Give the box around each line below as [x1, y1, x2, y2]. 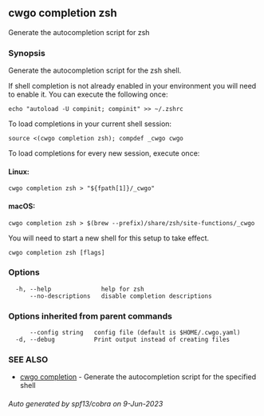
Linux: [8, 167, 30, 176]
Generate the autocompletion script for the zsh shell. [8, 65, 182, 75]
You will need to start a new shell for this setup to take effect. [8, 233, 210, 243]
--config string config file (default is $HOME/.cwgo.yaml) [29, 329, 241, 337]
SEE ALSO [8, 355, 49, 366]
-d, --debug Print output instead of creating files [15, 335, 230, 344]
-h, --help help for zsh [15, 285, 145, 293]
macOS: [8, 201, 36, 211]
